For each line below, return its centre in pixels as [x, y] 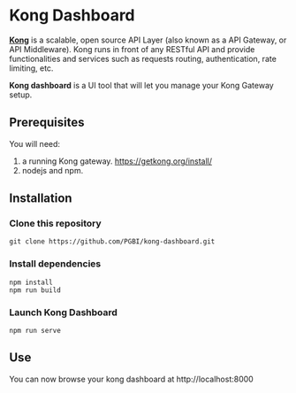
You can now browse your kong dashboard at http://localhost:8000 [131, 379]
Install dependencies [55, 264]
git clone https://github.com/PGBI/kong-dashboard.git [112, 242]
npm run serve [35, 331]
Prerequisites [47, 123]
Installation [41, 199]
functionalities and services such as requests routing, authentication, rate [143, 58]
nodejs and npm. [53, 170]
